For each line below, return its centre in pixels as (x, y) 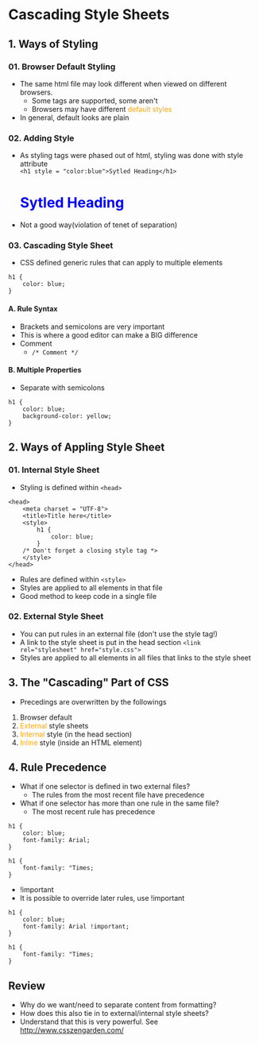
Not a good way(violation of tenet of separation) (99, 225)
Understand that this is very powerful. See (89, 1022)
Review (27, 985)
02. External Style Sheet (56, 616)
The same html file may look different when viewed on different (123, 83)
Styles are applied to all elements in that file (91, 587)
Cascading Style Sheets (89, 15)
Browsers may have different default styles (102, 109)
